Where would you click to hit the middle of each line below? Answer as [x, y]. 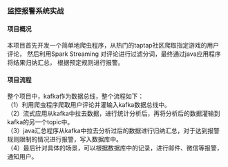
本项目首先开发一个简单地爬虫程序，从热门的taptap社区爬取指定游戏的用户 [113, 46]
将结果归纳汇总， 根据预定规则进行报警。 [66, 63]
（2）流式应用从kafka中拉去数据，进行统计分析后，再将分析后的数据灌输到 [114, 114]
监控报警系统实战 [36, 10]
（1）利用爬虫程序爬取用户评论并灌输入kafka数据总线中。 [89, 105]
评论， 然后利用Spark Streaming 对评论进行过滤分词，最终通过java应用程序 [114, 54]
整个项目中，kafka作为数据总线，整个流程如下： [76, 96]
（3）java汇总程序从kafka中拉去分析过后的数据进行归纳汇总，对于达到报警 [113, 131]
